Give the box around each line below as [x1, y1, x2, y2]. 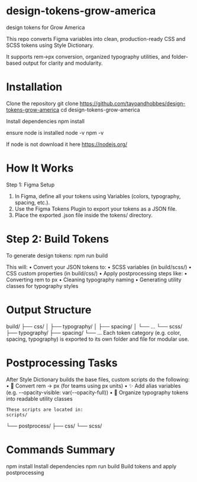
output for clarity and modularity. [22, 59, 103, 66]
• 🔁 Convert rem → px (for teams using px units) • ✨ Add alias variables [6, 382, 181, 389]
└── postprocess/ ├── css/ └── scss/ [6, 422, 102, 429]
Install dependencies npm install [6, 118, 85, 125]
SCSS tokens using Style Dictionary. [6, 42, 94, 49]
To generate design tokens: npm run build [6, 252, 108, 259]
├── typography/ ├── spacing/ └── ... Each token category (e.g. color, [6, 329, 182, 336]
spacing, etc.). [14, 199, 50, 206]
